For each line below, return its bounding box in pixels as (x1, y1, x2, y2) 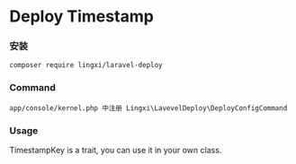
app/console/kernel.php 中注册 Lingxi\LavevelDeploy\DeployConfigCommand (9, 103, 288, 113)
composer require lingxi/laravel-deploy (9, 61, 164, 70)
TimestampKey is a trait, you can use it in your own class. (9, 145, 222, 156)
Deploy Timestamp (9, 6, 155, 27)
